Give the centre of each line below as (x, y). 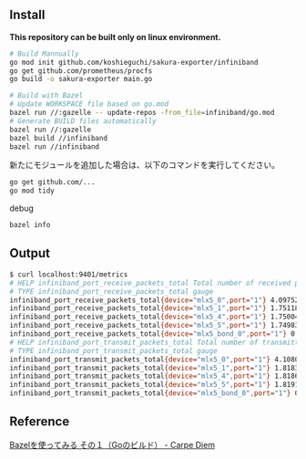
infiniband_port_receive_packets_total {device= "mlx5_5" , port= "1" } (138, 326)
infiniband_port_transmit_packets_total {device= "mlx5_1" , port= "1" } (140, 368)
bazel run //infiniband (55, 146)
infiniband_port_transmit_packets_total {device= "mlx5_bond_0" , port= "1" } (150, 393)
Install (27, 15)
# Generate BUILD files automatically (83, 121)
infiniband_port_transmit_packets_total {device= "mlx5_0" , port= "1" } (140, 360)
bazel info (30, 225)
